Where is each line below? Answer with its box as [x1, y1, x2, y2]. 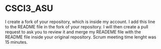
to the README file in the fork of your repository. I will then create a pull [5, 24, 148, 29]
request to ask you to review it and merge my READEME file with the [5, 29, 142, 35]
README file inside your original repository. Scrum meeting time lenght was [5, 34, 157, 40]
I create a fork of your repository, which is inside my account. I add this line [5, 19, 155, 24]
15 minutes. [5, 39, 28, 45]
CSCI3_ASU [5, 3, 53, 14]
